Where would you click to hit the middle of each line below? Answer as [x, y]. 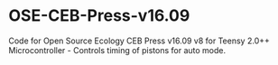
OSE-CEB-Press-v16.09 [99, 16]
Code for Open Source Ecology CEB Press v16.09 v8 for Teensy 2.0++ [139, 41]
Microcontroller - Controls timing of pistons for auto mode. [117, 50]
